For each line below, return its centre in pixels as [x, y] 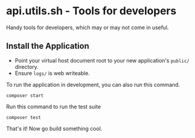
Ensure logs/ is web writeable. [52, 73]
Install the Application [48, 46]
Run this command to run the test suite [54, 106]
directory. [26, 67]
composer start [25, 95]
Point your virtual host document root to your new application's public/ [102, 60]
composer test [24, 117]
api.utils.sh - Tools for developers [91, 11]
